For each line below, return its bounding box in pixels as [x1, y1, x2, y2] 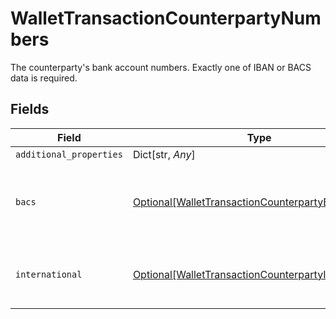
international [15, 268, 83, 280]
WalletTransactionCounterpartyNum [10, 7, 322, 30]
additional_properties [15, 148, 123, 160]
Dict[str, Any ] [132, 147, 196, 161]
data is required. [10, 72, 78, 84]
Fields [10, 101, 50, 118]
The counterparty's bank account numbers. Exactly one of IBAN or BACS [10, 61, 312, 73]
